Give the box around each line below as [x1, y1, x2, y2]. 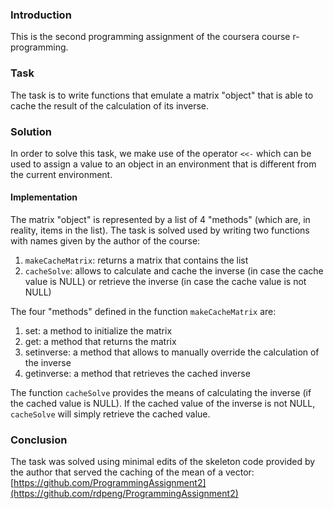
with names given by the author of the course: [10, 235, 201, 247]
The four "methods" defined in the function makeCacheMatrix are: [10, 306, 277, 318]
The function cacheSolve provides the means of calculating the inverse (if [10, 387, 312, 399]
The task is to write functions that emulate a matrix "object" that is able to [10, 89, 314, 101]
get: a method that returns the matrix [24, 336, 177, 348]
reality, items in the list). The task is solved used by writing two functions [10, 224, 310, 237]
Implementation [10, 191, 78, 203]
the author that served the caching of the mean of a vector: [10, 466, 255, 478]
